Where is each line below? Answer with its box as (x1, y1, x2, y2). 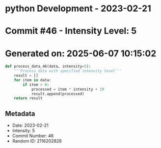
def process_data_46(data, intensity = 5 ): (5, 64, 91, 69)
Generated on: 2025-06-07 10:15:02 (5, 48, 157, 59)
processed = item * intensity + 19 (31, 87, 105, 92)
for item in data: (14, 77, 52, 82)
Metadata (5, 109, 35, 118)
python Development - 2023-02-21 (5, 3, 151, 14)
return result (14, 96, 43, 101)
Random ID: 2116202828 (12, 138, 62, 144)
